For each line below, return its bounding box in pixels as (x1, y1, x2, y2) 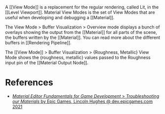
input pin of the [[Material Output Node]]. (5, 60, 89, 65)
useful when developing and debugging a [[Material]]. (5, 15, 115, 20)
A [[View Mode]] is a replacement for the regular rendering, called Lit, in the (5, 4, 159, 10)
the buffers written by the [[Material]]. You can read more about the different (5, 34, 161, 40)
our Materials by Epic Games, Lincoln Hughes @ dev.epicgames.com (12, 98, 153, 104)
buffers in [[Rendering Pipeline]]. (5, 40, 71, 46)
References (5, 77, 53, 88)
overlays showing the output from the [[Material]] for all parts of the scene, (5, 29, 158, 35)
